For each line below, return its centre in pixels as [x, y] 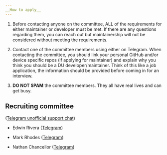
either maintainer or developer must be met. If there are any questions [84, 29]
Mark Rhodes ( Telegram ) [38, 138]
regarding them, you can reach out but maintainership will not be [79, 34]
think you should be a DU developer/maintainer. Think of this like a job [84, 65]
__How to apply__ [23, 10]
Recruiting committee [39, 107]
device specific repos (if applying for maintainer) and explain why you [84, 60]
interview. [22, 76]
